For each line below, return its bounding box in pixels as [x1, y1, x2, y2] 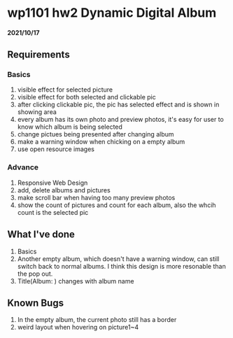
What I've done [7, 229, 76, 241]
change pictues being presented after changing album [17, 130, 174, 139]
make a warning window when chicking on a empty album [17, 138, 185, 146]
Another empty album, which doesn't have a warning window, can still [17, 254, 220, 263]
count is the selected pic [17, 208, 89, 216]
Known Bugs [7, 297, 64, 309]
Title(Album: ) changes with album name [17, 276, 134, 285]
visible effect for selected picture [17, 85, 113, 94]
